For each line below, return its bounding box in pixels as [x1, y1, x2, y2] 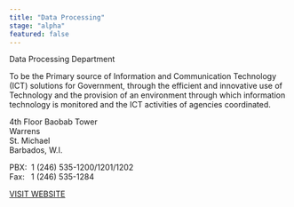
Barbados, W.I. [9, 145, 63, 155]
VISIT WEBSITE [9, 188, 66, 200]
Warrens [9, 126, 41, 137]
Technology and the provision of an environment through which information [9, 90, 286, 100]
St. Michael [9, 135, 51, 147]
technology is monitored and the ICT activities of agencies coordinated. [9, 100, 271, 110]
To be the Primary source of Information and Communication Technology [9, 71, 277, 82]
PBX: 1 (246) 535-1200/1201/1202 [9, 162, 134, 173]
